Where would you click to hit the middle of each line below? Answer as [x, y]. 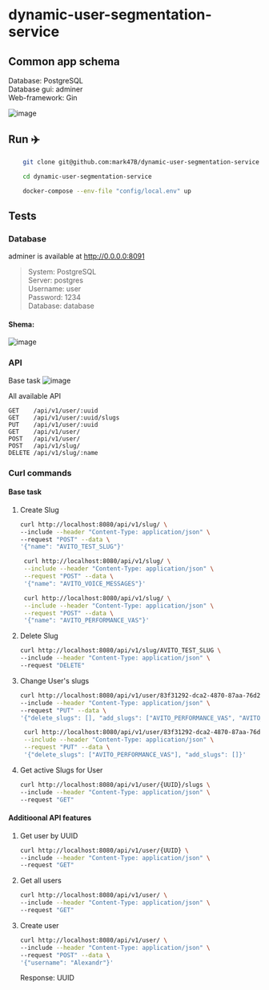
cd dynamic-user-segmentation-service [87, 176]
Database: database [61, 306]
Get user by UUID [49, 835]
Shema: [21, 324]
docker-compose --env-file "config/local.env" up [107, 191]
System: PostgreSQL [62, 272]
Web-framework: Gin [43, 97]
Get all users [40, 881]
